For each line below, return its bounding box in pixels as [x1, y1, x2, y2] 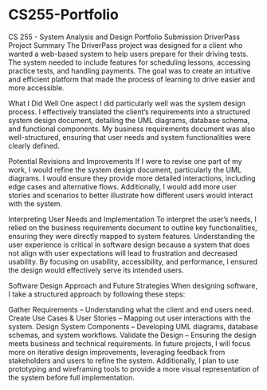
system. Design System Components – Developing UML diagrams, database [8, 321, 259, 331]
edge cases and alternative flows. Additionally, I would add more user [8, 181, 237, 191]
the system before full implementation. [8, 372, 135, 382]
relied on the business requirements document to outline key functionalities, [8, 222, 257, 233]
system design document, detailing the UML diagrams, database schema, [8, 115, 250, 125]
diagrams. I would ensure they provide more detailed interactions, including [8, 173, 257, 183]
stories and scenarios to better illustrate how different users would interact [8, 190, 253, 200]
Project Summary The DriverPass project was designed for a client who [8, 40, 243, 50]
